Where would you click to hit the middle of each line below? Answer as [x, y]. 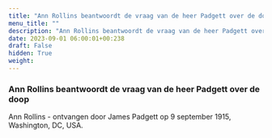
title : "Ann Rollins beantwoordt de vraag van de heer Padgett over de [132, 16]
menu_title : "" [34, 23]
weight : [21, 61]
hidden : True [30, 53]
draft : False [30, 46]
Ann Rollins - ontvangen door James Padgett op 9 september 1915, [120, 117]
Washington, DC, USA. [46, 125]
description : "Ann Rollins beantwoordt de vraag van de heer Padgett [128, 31]
